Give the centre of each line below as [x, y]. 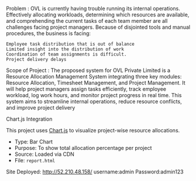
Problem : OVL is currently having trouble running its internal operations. [93, 8]
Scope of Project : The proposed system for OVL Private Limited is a [88, 70]
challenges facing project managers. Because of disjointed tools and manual [98, 27]
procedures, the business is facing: [49, 33]
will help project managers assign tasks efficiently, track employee [86, 89]
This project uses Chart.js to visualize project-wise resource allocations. [93, 130]
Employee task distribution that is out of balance [70, 44]
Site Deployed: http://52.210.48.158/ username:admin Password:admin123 [95, 172]
